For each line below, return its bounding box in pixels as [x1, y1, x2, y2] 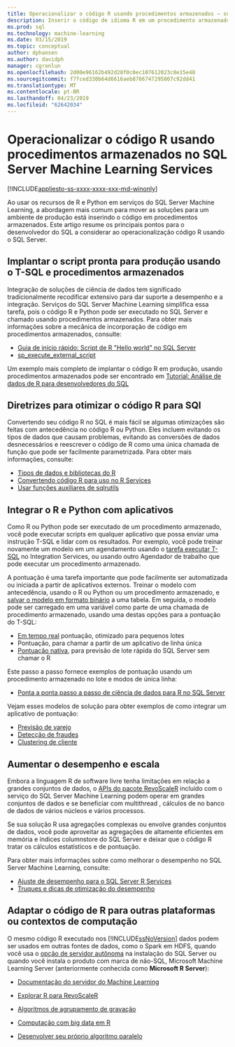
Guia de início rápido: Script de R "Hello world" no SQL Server [17, 343, 197, 352]
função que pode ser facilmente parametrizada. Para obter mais [7, 448, 192, 456]
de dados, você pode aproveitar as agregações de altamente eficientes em [7, 828, 224, 836]
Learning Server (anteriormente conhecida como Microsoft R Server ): [7, 964, 210, 972]
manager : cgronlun [7, 62, 61, 69]
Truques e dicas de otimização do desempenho [17, 885, 155, 893]
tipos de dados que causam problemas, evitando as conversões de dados [7, 433, 220, 441]
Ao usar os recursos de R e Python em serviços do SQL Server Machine [7, 197, 215, 207]
